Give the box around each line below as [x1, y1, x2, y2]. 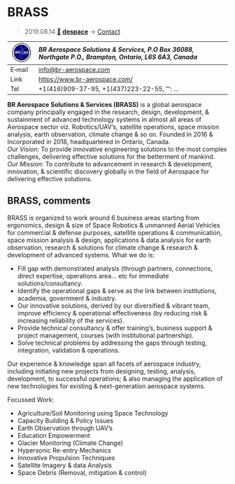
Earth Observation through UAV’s [17, 424, 113, 432]
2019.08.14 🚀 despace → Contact [24, 27, 120, 36]
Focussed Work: [7, 395, 55, 404]
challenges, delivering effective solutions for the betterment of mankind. [7, 152, 215, 161]
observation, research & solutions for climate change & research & [7, 243, 198, 252]
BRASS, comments [7, 195, 91, 207]
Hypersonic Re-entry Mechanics [17, 446, 112, 455]
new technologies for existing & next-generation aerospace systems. [7, 382, 206, 390]
